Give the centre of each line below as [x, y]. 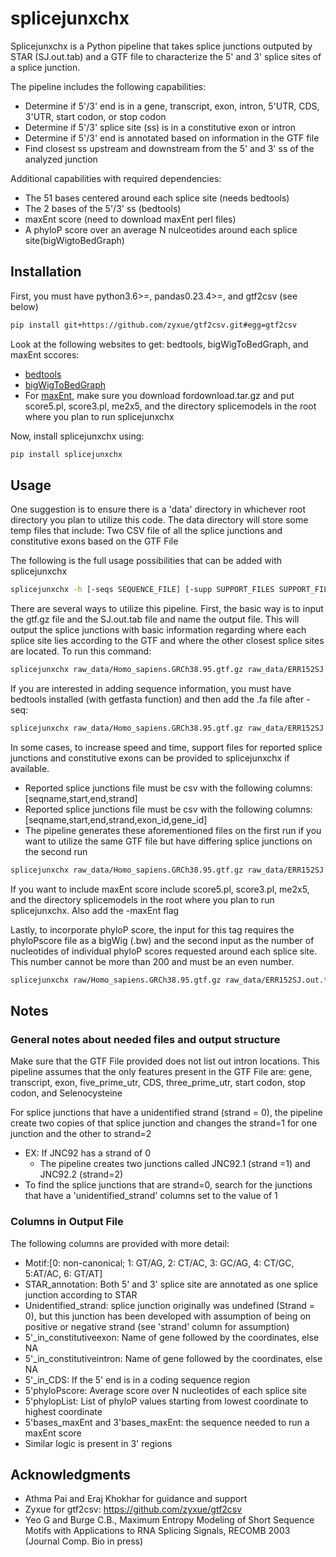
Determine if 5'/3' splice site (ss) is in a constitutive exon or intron [160, 127]
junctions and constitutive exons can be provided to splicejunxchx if [150, 758]
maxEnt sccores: [45, 354]
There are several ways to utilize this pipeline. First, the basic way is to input [167, 609]
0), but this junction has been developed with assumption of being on [168, 1316]
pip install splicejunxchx [66, 454]
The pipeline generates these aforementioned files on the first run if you [173, 830]
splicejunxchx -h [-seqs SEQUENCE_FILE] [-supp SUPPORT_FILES [142, 590]
